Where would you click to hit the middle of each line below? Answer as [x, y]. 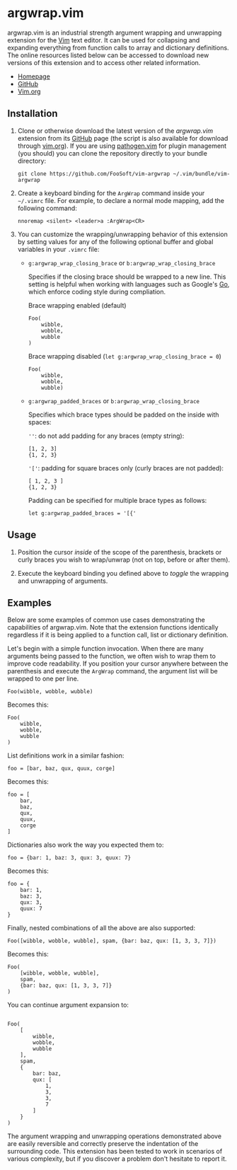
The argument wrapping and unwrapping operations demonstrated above [114, 1136]
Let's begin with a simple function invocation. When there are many [105, 649]
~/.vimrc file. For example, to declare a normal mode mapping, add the [121, 200]
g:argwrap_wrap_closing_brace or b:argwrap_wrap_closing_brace [122, 262]
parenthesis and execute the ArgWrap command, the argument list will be [112, 671]
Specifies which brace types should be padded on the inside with [123, 415]
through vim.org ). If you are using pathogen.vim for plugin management [122, 146]
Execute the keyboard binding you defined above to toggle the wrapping [123, 573]
